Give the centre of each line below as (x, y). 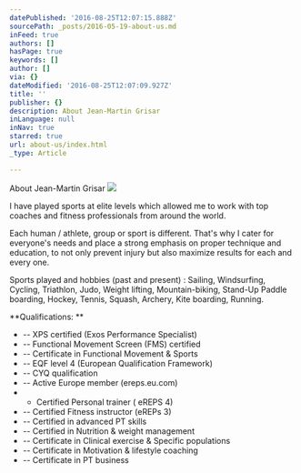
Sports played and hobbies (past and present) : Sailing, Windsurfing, (138, 279)
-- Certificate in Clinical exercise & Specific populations (126, 440)
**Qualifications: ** (47, 317)
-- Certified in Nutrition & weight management (109, 431)
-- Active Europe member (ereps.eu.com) (100, 382)
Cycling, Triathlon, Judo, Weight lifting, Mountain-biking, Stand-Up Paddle (148, 289)
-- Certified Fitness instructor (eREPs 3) (97, 411)
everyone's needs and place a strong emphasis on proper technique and (145, 243)
